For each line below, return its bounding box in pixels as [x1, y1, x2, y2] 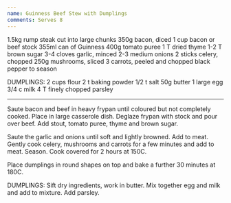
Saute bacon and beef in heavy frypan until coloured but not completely [7, 104, 211, 113]
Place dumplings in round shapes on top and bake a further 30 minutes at [7, 160, 216, 169]
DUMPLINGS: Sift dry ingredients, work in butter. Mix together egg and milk [7, 181, 221, 189]
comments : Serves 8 [7, 16, 63, 23]
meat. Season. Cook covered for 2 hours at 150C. [7, 147, 147, 155]
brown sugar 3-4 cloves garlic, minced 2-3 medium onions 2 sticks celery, [7, 49, 219, 58]
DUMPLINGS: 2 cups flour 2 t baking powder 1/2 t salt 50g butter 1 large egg [7, 77, 223, 86]
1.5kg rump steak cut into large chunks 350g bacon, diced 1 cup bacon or [7, 35, 215, 43]
